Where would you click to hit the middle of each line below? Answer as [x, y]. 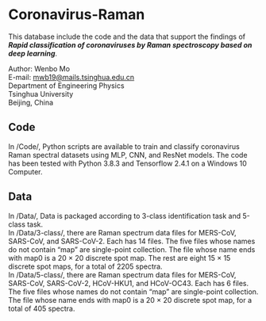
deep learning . [33, 53]
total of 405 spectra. [42, 308]
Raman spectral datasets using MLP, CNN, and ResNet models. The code [128, 155]
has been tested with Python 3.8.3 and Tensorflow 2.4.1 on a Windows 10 [128, 163]
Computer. [25, 171]
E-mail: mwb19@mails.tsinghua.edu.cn [71, 77]
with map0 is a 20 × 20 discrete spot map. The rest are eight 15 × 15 [120, 258]
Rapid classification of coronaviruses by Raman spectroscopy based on [130, 44]
